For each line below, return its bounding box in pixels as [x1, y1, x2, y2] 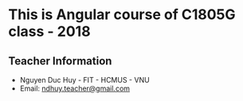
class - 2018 [8, 22, 91, 41]
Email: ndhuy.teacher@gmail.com [19, 84, 130, 93]
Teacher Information [8, 54, 112, 68]
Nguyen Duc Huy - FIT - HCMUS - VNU [19, 76, 150, 84]
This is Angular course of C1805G [8, 6, 236, 24]
